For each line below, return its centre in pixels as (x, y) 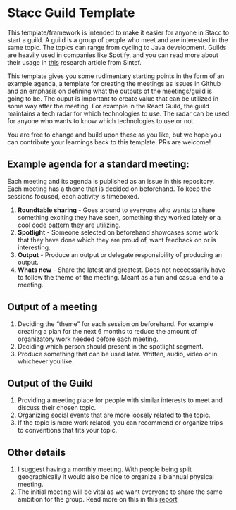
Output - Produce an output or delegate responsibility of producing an (120, 254)
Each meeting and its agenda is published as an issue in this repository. (111, 181)
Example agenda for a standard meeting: (99, 164)
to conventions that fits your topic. (67, 430)
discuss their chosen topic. (57, 408)
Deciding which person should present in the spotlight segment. (111, 346)
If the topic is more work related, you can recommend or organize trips (120, 423)
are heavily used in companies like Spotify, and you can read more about (113, 55)
